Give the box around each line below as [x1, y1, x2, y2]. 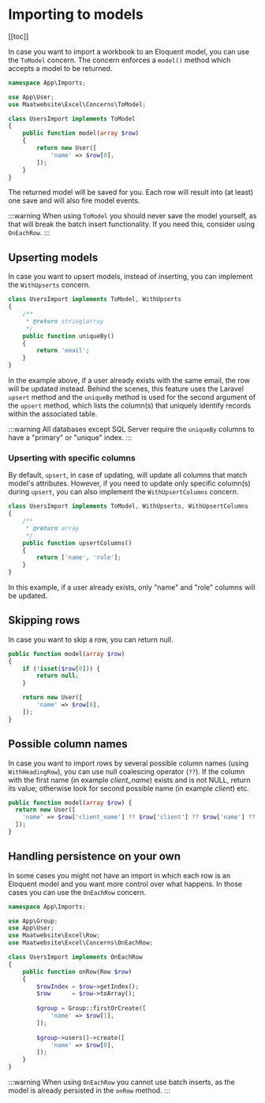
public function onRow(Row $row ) [22, 967, 132, 975]
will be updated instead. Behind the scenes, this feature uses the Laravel [8, 384, 244, 393]
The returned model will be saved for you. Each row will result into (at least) [8, 188, 254, 197]
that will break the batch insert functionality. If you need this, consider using [8, 219, 255, 229]
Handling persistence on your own [8, 850, 181, 863]
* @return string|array [25, 317, 104, 325]
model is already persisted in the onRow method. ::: [8, 1086, 171, 1095]
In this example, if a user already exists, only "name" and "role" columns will [8, 583, 256, 592]
